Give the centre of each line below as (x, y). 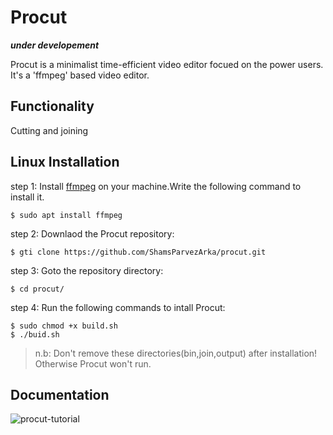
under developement (55, 45)
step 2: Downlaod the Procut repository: (92, 233)
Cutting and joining (49, 130)
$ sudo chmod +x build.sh (64, 326)
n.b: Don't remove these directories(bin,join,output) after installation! (176, 353)
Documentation (60, 394)
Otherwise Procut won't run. (93, 363)
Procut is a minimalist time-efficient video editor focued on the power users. (167, 64)
